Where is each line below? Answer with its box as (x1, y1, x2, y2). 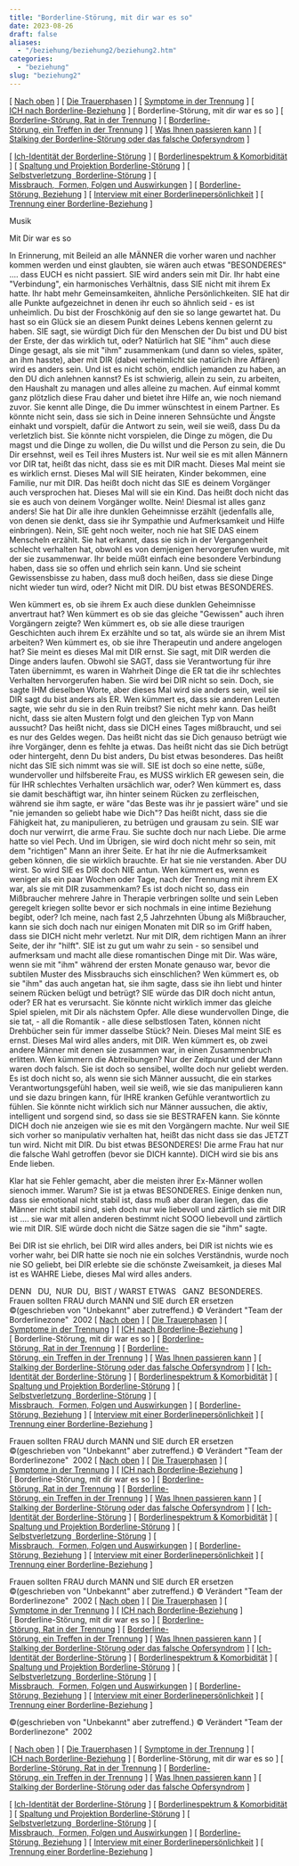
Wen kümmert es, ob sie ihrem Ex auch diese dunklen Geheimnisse (9, 599, 256, 609)
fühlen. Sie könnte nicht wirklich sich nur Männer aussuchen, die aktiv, (9, 1101, 269, 1111)
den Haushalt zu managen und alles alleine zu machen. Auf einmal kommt (9, 383, 280, 393)
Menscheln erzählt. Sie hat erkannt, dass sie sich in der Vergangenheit (9, 534, 269, 545)
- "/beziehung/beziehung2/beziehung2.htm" (17, 46, 177, 55)
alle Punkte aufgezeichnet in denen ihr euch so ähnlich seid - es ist (9, 297, 255, 308)
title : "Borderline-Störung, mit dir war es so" (9, 12, 193, 22)
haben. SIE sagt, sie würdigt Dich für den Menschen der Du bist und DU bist (9, 326, 287, 336)
